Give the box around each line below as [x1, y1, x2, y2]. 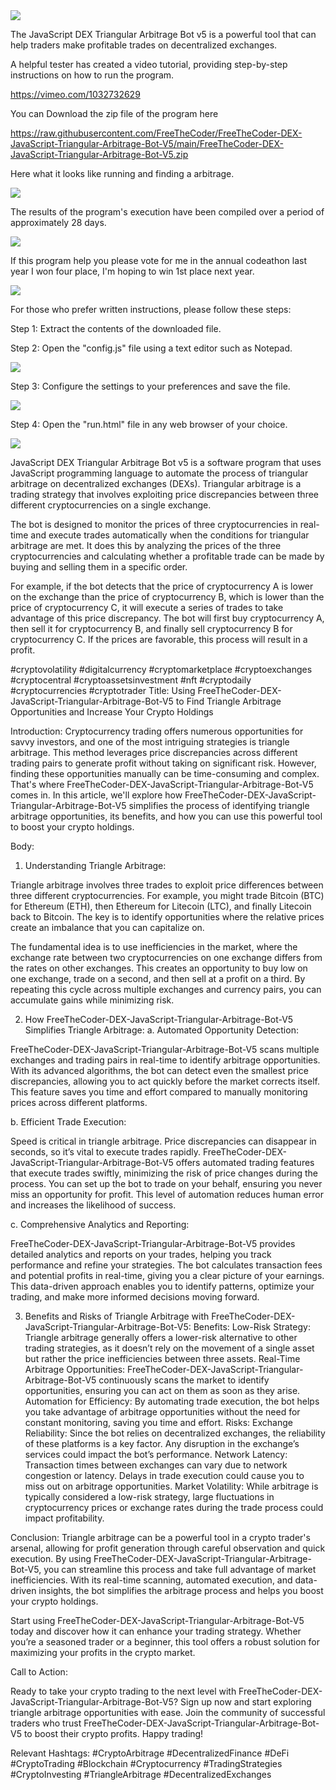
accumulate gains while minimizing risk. [10, 994, 175, 1006]
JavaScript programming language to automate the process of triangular [10, 467, 309, 479]
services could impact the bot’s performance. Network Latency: [24, 1449, 288, 1460]
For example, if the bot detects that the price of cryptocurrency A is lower [10, 580, 314, 592]
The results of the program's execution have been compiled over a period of [10, 206, 325, 218]
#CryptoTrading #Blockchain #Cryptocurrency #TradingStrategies [10, 1758, 283, 1769]
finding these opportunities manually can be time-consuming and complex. [10, 768, 320, 779]
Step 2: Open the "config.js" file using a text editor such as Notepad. [10, 342, 293, 354]
